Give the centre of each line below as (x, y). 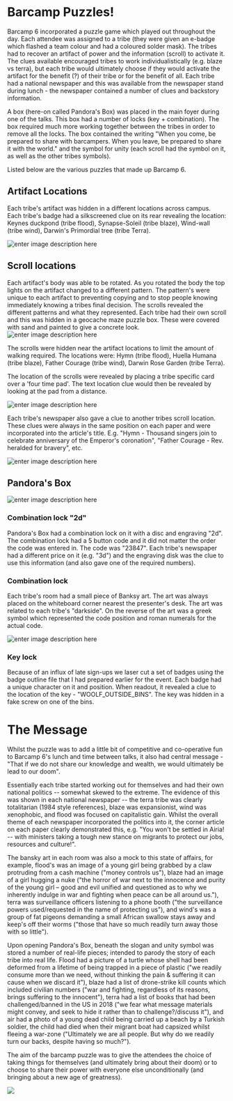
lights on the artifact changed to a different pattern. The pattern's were (109, 290)
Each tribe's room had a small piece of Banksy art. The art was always (108, 596)
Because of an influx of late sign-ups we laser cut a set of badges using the (115, 672)
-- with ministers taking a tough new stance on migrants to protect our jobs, (115, 837)
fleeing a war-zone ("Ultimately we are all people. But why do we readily (111, 1034)
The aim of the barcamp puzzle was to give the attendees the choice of (110, 1055)
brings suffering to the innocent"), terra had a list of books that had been (111, 997)
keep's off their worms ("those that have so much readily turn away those (113, 925)
